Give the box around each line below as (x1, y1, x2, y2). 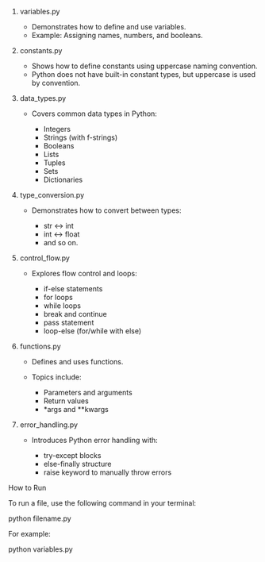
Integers (43, 125, 71, 133)
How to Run (8, 483, 47, 492)
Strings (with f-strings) (43, 133, 118, 142)
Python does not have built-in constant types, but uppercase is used (31, 70, 256, 79)
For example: (8, 529, 52, 538)
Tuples (43, 158, 66, 167)
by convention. (31, 79, 81, 87)
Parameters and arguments (43, 388, 132, 397)
